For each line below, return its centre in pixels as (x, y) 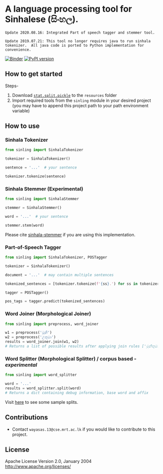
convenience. (18, 50)
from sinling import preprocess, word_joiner (52, 324)
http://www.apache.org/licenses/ (38, 467)
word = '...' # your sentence (37, 216)
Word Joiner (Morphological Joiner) (48, 314)
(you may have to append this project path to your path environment (80, 105)
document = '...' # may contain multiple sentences (59, 275)
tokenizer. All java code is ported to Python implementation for (75, 45)
